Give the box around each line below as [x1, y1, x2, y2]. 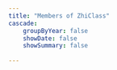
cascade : [8, 19, 38, 27]
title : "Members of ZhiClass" [8, 11, 111, 20]
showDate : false [23, 34, 78, 43]
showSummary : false [23, 42, 89, 50]
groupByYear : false [23, 27, 89, 35]
